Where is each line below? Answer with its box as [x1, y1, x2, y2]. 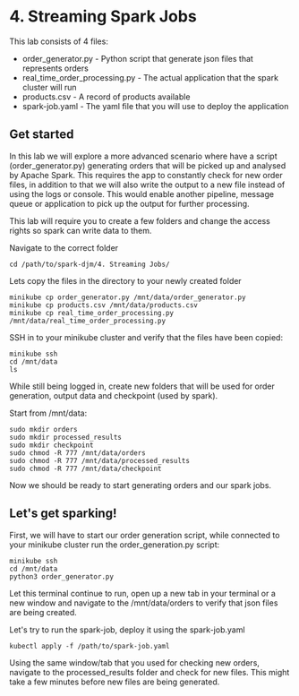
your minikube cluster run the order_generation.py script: [9, 539, 220, 550]
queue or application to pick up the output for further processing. [9, 198, 250, 209]
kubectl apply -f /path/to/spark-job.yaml [9, 641, 170, 650]
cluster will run [21, 82, 78, 92]
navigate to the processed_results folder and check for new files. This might [9, 666, 290, 677]
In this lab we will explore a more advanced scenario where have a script [9, 150, 278, 161]
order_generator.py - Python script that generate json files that [21, 53, 253, 64]
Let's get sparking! [9, 506, 117, 521]
